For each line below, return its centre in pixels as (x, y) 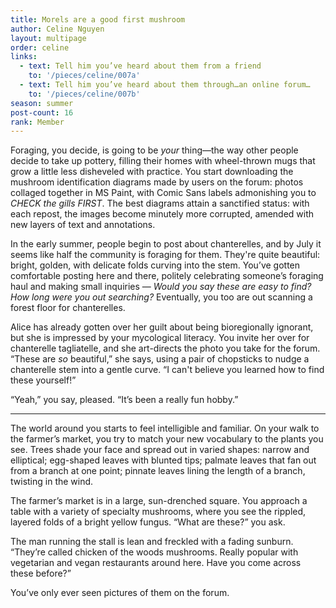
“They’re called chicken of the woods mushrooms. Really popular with (154, 552)
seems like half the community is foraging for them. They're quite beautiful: (165, 255)
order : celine (40, 47)
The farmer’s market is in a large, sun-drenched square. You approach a (159, 501)
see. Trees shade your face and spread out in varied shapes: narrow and (160, 450)
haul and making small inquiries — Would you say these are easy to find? (161, 287)
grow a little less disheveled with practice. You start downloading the (152, 172)
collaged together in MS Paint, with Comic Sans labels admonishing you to (163, 193)
